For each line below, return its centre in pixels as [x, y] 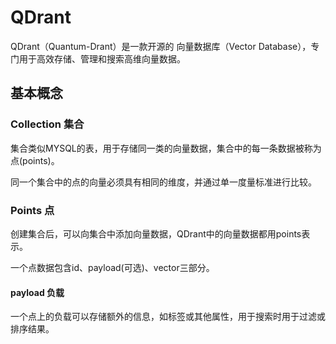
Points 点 [32, 210]
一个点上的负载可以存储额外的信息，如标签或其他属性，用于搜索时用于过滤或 [168, 317]
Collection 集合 [47, 124]
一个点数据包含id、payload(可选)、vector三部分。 [112, 267]
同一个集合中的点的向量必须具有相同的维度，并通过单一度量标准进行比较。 [163, 182]
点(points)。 [35, 160]
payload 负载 [37, 292]
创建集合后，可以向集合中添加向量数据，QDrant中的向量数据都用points [156, 233]
